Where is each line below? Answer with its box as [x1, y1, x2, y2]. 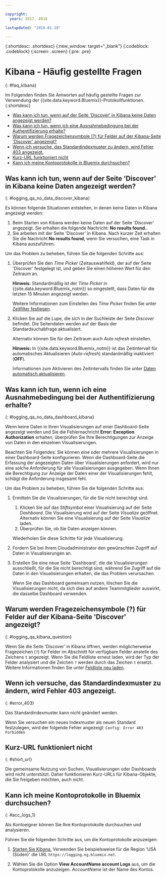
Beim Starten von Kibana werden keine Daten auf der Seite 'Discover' [12, 220, 155, 226]
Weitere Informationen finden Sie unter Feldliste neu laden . [5, 665, 125, 671]
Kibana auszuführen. [12, 241, 55, 247]
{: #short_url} [5, 757, 32, 763]
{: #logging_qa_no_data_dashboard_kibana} [5, 414, 95, 420]
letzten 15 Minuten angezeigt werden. [12, 291, 89, 297]
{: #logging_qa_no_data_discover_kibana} [5, 195, 90, 201]
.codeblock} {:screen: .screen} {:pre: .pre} [5, 48, 91, 55]
